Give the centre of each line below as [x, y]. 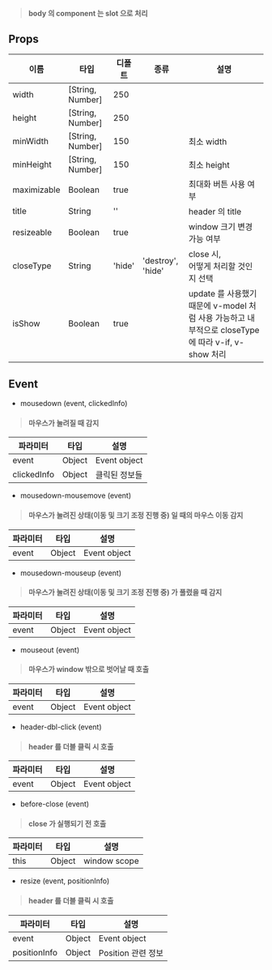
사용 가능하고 [221, 318]
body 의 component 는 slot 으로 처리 [88, 13]
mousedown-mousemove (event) [76, 496]
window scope [111, 861]
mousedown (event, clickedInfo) [74, 404]
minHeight [32, 165]
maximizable [36, 190]
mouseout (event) [50, 650]
